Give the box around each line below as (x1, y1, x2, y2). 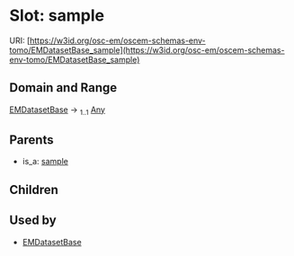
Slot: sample (9, 5, 105, 26)
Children (9, 181, 58, 198)
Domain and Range (9, 80, 118, 95)
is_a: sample (22, 156, 69, 167)
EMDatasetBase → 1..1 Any (9, 104, 106, 117)
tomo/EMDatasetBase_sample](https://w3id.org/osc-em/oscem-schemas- (9, 44, 285, 55)
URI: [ (9, 35, 31, 46)
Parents (9, 132, 54, 147)
